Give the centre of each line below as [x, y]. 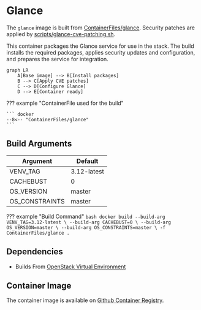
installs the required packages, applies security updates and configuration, [101, 52]
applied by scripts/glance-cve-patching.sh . [61, 34]
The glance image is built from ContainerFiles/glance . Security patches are [100, 28]
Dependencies [35, 252]
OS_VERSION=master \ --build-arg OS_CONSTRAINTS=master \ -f [86, 227]
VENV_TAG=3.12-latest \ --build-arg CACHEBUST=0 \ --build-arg [89, 222]
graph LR [17, 70]
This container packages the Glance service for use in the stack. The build [100, 46]
